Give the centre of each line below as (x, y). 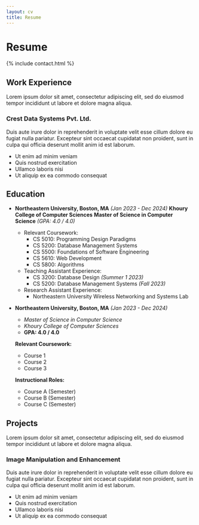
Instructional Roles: (39, 380)
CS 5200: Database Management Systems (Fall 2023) (99, 284)
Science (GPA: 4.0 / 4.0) (45, 221)
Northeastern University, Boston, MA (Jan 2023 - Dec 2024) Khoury (101, 209)
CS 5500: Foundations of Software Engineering (91, 252)
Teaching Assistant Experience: (62, 271)
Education (26, 194)
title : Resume (24, 17)
